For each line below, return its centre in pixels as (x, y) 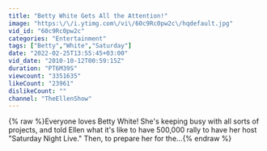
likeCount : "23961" (41, 83)
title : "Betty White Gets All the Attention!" (88, 16)
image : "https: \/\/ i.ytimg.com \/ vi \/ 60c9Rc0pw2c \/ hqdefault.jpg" (121, 23)
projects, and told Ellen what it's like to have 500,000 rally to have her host (133, 130)
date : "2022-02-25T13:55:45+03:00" (68, 53)
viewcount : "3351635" (45, 76)
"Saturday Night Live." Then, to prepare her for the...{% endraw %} (120, 139)
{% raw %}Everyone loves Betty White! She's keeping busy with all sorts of (134, 121)
